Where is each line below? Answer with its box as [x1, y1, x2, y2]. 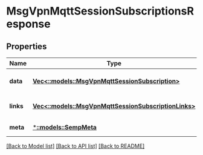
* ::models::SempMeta [32, 123, 97, 131]
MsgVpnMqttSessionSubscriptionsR [6, 4, 195, 18]
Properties [6, 41, 47, 51]
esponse [6, 17, 51, 31]
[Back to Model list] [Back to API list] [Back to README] [6, 142, 145, 150]
